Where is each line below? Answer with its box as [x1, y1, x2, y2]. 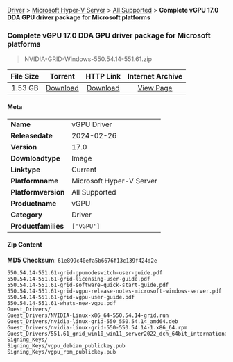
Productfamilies [10, 221, 64, 231]
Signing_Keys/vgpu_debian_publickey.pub [7, 342, 126, 349]
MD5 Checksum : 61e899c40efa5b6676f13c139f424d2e [7, 256, 157, 264]
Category [10, 210, 43, 220]
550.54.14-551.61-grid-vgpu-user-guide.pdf [7, 293, 135, 301]
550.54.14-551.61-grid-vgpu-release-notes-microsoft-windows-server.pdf [7, 288, 222, 295]
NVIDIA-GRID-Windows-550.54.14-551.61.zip [24, 55, 153, 63]
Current [71, 165, 97, 174]
